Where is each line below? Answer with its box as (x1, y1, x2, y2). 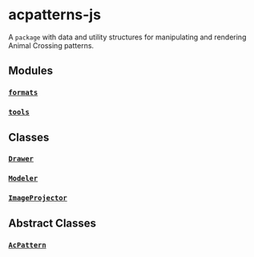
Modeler (8, 174, 38, 183)
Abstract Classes (8, 216, 97, 230)
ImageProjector (8, 194, 68, 202)
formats (8, 88, 38, 97)
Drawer (8, 154, 34, 164)
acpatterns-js (8, 6, 102, 24)
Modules (8, 64, 54, 78)
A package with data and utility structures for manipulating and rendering (8, 32, 247, 42)
